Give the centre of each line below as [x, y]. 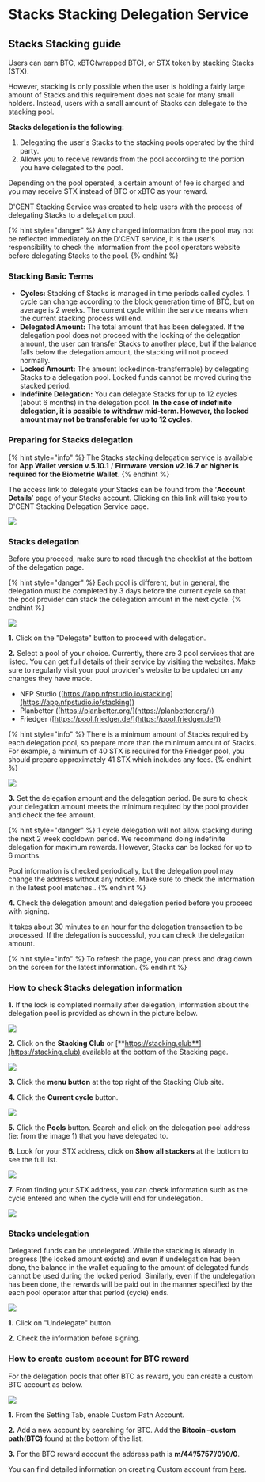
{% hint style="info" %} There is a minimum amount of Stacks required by [129, 734]
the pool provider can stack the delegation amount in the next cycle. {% [125, 599]
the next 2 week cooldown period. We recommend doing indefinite [117, 838]
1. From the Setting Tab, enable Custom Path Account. [97, 1415]
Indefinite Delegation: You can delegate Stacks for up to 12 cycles [128, 394]
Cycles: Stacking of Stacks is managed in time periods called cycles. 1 [134, 294]
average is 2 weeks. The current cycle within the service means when [133, 310]
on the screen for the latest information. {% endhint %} [98, 967]
